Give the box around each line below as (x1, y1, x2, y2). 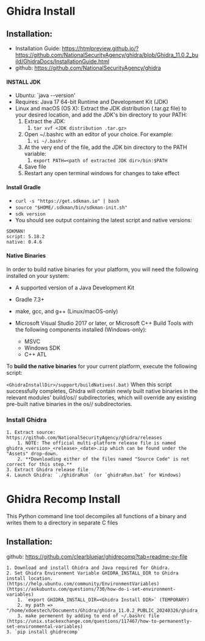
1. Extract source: (6, 429, 56, 435)
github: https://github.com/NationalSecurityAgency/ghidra (15, 64, 162, 71)
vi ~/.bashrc (33, 139, 67, 145)
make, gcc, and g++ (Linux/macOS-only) (15, 307, 118, 315)
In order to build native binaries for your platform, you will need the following (6, 266, 198, 273)
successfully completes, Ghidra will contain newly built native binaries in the (6, 387, 198, 394)
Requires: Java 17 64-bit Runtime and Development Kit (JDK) (15, 98, 169, 106)
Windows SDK (24, 344, 61, 352)
